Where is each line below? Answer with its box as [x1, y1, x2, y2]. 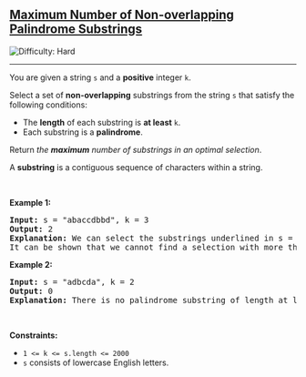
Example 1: [9, 197, 52, 208]
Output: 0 [9, 286, 53, 296]
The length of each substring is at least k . [22, 117, 181, 127]
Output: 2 [9, 223, 53, 234]
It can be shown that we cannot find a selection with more [9, 241, 284, 252]
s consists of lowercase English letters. [22, 357, 169, 368]
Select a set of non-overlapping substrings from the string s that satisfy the [9, 89, 295, 100]
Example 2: [9, 259, 53, 270]
